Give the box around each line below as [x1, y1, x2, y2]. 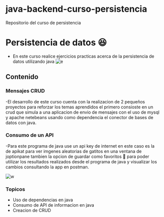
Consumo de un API [5, 132, 54, 139]
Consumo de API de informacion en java [12, 202, 95, 208]
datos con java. [5, 120, 36, 125]
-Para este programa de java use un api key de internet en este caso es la [5, 143, 155, 149]
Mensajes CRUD [5, 88, 45, 94]
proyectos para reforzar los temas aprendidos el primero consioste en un [5, 104, 154, 110]
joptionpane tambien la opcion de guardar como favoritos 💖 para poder [5, 154, 149, 159]
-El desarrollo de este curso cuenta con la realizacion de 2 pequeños [5, 98, 145, 104]
